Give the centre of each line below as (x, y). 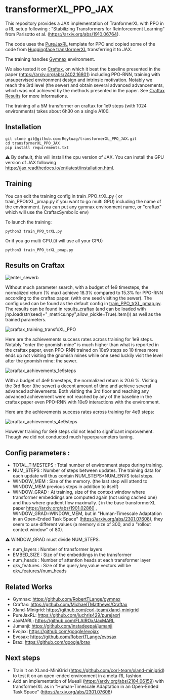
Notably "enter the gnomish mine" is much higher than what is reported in (82, 345)
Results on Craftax (35, 265)
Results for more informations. (37, 96)
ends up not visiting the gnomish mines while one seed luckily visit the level (84, 355)
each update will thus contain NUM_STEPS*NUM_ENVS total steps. (83, 476)
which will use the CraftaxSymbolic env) (47, 212)
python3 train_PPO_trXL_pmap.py (39, 250)
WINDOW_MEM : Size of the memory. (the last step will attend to (80, 481)
